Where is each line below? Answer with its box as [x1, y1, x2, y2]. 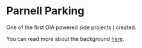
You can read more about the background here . [6, 35, 125, 42]
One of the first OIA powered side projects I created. [6, 24, 137, 31]
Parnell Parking [6, 4, 85, 18]
